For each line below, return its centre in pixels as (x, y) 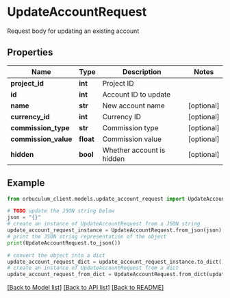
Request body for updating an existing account (73, 31)
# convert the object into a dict (56, 255)
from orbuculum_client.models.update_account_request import (96, 199)
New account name (134, 105)
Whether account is (134, 150)
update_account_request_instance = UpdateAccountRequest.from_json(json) (115, 230)
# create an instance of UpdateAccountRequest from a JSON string (104, 224)
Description (142, 71)
